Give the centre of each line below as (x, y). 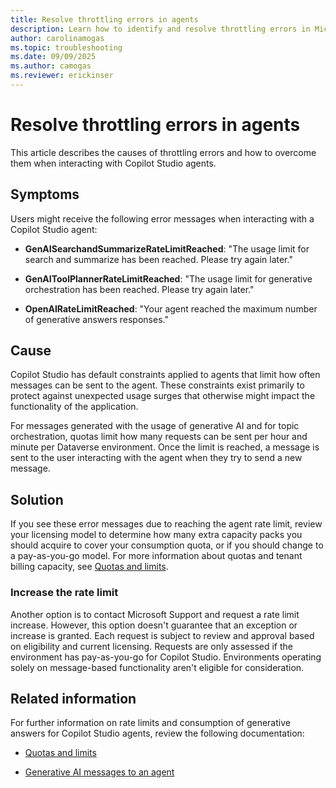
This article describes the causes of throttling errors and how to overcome (163, 152)
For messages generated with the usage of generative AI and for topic (155, 426)
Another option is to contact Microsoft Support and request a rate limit (155, 614)
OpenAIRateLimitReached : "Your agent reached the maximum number (171, 308)
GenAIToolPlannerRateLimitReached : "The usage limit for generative (168, 278)
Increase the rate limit (64, 593)
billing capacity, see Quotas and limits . (89, 567)
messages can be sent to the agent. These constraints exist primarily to (157, 385)
